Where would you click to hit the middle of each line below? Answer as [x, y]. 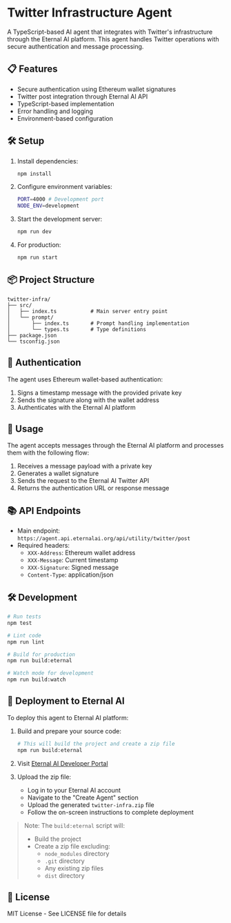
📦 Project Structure [51, 280]
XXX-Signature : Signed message [73, 568]
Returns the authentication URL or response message [93, 488]
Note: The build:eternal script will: [74, 825]
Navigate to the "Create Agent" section [83, 797]
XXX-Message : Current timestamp [73, 560]
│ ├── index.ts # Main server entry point [88, 311]
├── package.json [32, 335]
